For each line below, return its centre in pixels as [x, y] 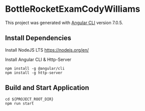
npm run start [20, 103]
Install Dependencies [38, 38]
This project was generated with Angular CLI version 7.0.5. [64, 23]
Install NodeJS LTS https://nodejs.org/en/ [47, 50]
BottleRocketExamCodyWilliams [73, 9]
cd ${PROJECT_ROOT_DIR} [29, 99]
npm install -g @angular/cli [35, 68]
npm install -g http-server [34, 73]
